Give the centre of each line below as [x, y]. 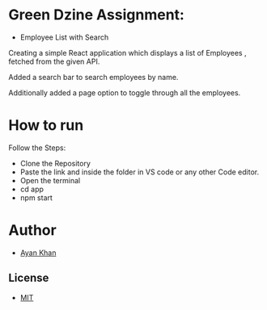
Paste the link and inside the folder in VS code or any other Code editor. [140, 172]
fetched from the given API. [54, 61]
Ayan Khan [38, 253]
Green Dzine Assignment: [96, 15]
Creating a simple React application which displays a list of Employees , [127, 52]
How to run [46, 126]
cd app [32, 189]
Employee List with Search [64, 37]
